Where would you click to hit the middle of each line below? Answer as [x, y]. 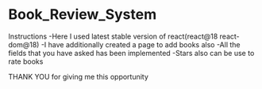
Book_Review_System [83, 15]
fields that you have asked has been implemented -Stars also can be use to [131, 53]
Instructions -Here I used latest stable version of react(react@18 [113, 36]
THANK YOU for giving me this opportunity [79, 76]
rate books [26, 61]
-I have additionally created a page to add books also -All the [141, 44]
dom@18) [24, 44]
